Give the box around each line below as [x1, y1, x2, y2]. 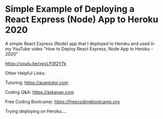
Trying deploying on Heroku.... [5, 108, 67, 114]
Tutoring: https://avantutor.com [5, 80, 68, 86]
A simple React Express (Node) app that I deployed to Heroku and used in [5, 40, 155, 46]
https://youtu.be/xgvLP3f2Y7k [5, 60, 66, 66]
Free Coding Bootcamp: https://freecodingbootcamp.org [5, 98, 120, 104]
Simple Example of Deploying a [5, 3, 134, 15]
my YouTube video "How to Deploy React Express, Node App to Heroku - [5, 46, 154, 52]
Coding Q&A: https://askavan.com [5, 89, 74, 95]
